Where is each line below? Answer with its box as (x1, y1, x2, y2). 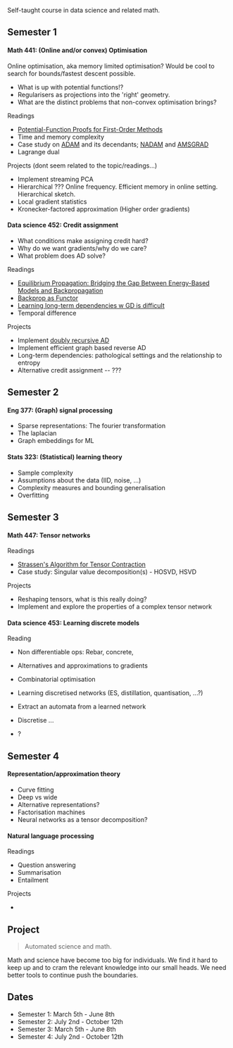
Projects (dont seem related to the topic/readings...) (7, 161, 158, 170)
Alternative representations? (17, 800, 100, 809)
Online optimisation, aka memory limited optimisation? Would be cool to (7, 61, 215, 70)
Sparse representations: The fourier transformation (17, 422, 166, 430)
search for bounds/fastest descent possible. (7, 69, 136, 77)
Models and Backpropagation (17, 286, 103, 294)
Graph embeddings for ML (17, 437, 94, 445)
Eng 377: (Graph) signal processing (7, 406, 113, 414)
